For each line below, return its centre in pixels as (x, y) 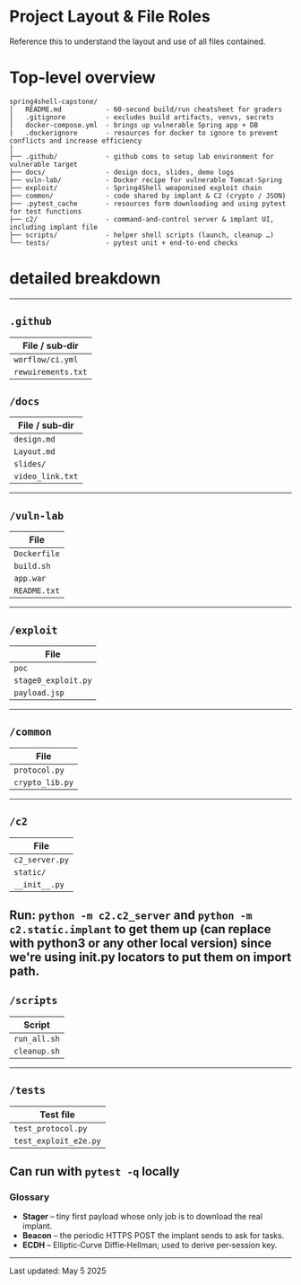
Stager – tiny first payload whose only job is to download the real (142, 1217)
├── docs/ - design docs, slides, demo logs (122, 172)
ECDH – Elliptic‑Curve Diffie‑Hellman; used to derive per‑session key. (150, 1246)
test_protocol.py (51, 1128)
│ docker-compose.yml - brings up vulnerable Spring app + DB (133, 125)
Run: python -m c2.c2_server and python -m (131, 916)
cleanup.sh (37, 1051)
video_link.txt (46, 476)
